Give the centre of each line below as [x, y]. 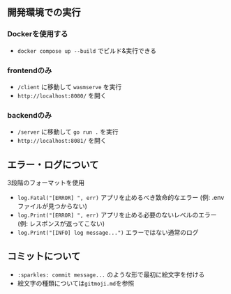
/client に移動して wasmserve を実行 [69, 86]
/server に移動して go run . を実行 [68, 132]
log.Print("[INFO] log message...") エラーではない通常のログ [108, 233]
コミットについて [44, 256]
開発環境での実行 [44, 13]
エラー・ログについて [53, 165]
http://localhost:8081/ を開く [62, 141]
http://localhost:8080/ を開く [62, 95]
